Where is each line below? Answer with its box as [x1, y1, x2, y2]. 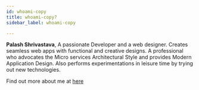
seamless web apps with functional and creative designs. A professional [6, 47, 184, 54]
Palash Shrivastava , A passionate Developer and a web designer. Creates [6, 41, 188, 48]
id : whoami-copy [6, 8, 46, 15]
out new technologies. [6, 66, 61, 73]
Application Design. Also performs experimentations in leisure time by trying [6, 60, 194, 67]
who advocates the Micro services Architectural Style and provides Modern [6, 54, 192, 61]
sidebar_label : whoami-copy [6, 20, 76, 25]
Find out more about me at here [6, 78, 84, 85]
